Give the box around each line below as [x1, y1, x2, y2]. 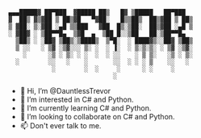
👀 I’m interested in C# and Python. [19, 94, 135, 104]
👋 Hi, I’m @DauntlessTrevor [19, 86, 111, 95]
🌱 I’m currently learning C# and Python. [19, 103, 152, 113]
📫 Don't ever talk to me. [19, 121, 102, 130]
